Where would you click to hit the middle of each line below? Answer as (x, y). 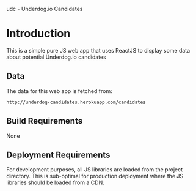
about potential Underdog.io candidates (56, 57)
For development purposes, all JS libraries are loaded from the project (95, 170)
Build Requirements (45, 121)
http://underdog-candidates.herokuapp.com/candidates (76, 102)
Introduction (38, 34)
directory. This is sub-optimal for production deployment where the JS (95, 176)
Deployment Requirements (58, 155)
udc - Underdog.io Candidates (45, 9)
